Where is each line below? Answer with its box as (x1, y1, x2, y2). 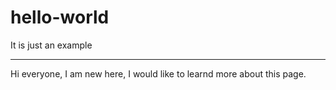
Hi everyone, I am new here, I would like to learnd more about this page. (10, 67, 307, 80)
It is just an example (10, 39, 93, 51)
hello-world (10, 6, 110, 29)
